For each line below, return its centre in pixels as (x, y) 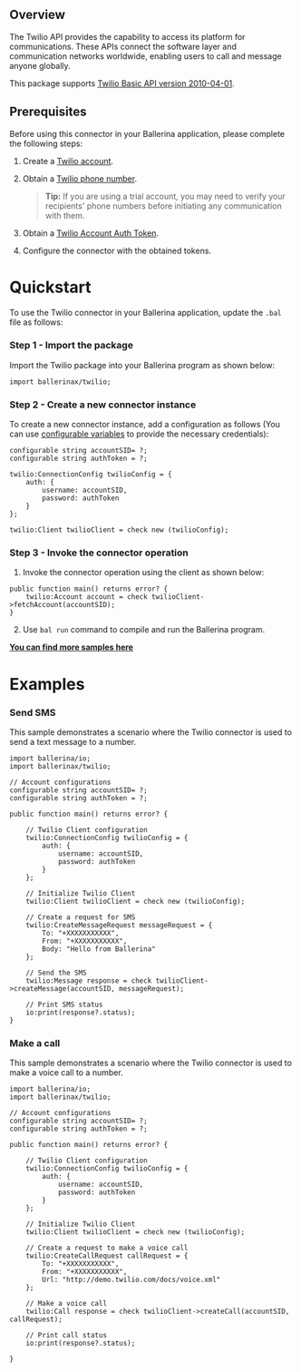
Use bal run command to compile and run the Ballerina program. (144, 630)
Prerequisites (48, 112)
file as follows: (36, 322)
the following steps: (46, 143)
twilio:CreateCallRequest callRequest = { (107, 1256)
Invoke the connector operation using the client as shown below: (143, 573)
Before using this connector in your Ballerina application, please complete (147, 133)
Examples (47, 684)
